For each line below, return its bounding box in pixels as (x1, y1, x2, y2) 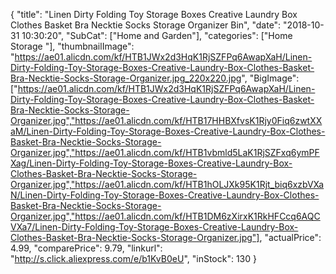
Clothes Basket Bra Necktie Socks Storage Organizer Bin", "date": (10, 19, 282, 31)
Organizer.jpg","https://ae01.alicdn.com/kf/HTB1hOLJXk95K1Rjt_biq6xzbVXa (10, 179, 325, 190)
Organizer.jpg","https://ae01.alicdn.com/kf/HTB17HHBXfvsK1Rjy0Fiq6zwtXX (10, 115, 323, 126)
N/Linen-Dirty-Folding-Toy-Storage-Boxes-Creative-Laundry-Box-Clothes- (10, 189, 320, 201)
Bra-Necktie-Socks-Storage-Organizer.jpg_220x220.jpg (10, 72, 242, 84)
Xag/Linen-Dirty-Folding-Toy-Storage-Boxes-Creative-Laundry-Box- (10, 157, 293, 169)
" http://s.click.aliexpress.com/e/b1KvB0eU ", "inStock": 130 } (10, 253, 257, 264)
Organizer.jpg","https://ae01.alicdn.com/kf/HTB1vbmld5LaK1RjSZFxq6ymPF (10, 147, 320, 158)
